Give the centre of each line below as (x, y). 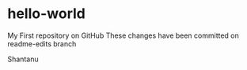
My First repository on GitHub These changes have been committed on (123, 35)
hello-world (47, 14)
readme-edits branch (42, 43)
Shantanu (23, 59)
